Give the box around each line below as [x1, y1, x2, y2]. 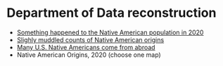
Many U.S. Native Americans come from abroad [16, 43, 155, 51]
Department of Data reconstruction [6, 5, 217, 21]
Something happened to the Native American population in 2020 [16, 28, 204, 37]
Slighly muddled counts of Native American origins [16, 35, 165, 44]
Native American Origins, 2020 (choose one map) [16, 51, 161, 59]
